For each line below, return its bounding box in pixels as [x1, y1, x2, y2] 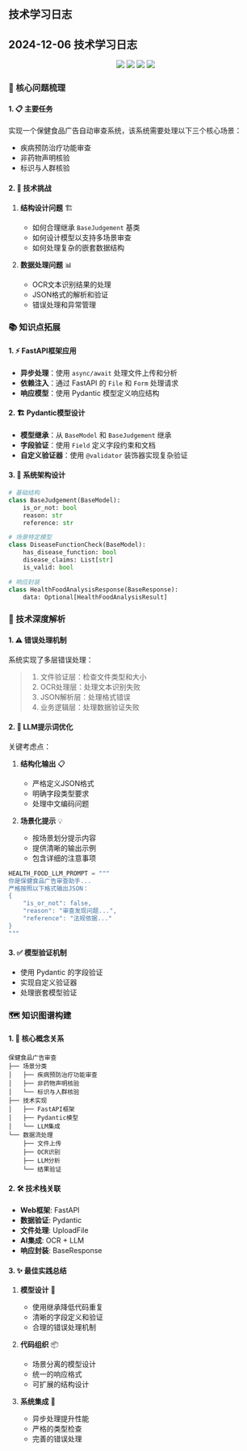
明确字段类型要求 [31, 789, 90, 798]
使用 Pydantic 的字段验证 [19, 967, 103, 977]
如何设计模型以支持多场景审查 [31, 233, 132, 242]
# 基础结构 [8, 489, 40, 497]
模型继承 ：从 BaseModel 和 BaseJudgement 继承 [19, 430, 172, 440]
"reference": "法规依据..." [23, 915, 113, 923]
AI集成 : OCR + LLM [19, 1235, 85, 1246]
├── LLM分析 [23, 1156, 61, 1165]
